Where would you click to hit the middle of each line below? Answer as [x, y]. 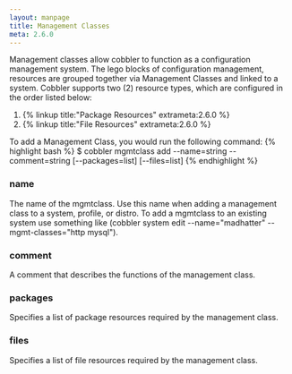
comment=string [40, 161]
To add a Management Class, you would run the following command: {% [142, 142]
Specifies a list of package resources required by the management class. [144, 318]
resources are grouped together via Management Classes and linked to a [144, 79]
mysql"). [103, 232]
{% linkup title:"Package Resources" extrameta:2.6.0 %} [126, 115]
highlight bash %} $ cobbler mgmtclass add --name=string [118, 151]
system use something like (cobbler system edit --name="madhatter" [137, 222]
